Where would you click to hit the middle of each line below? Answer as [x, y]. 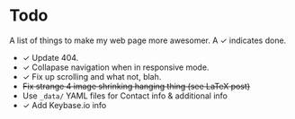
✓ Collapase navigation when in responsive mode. [116, 67]
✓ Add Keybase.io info [64, 105]
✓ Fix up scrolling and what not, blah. [92, 76]
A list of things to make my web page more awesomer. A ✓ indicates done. [148, 40]
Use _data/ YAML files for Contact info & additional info [125, 96]
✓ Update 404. [50, 57]
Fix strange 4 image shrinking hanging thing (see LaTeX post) [136, 86]
